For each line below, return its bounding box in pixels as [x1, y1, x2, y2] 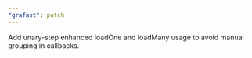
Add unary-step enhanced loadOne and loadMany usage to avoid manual [8, 32, 244, 42]
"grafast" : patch [8, 11, 65, 19]
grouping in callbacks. [8, 40, 80, 50]
